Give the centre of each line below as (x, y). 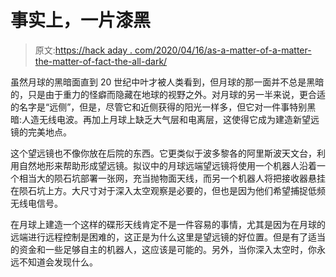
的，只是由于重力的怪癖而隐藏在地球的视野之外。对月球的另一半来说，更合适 (168, 94)
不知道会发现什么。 (58, 262)
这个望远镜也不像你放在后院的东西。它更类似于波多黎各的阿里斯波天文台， (163, 153)
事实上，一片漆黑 (81, 20)
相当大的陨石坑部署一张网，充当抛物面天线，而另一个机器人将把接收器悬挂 (172, 178)
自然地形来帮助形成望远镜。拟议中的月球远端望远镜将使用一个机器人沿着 (167, 165)
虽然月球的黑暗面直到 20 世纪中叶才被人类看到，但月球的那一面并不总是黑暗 (167, 82)
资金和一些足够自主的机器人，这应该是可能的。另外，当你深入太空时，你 (167, 249)
